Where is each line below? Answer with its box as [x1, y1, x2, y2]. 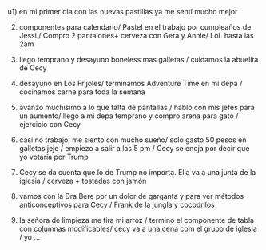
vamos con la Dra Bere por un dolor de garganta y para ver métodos [18, 192, 244, 200]
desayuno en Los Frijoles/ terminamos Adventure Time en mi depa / [18, 79, 243, 88]
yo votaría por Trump [18, 152, 89, 161]
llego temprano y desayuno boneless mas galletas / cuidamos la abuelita [18, 55, 259, 64]
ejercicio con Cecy [18, 120, 81, 129]
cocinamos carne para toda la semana [18, 87, 145, 97]
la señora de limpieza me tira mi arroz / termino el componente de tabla [18, 216, 255, 224]
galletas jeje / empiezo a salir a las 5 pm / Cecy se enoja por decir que [18, 144, 250, 153]
